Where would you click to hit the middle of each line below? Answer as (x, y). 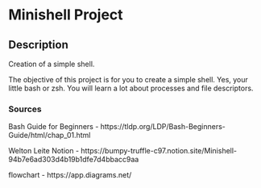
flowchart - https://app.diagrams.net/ (70, 175)
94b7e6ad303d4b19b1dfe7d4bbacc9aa (74, 160)
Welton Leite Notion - (43, 151)
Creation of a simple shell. (52, 64)
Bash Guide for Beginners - (54, 127)
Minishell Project (66, 15)
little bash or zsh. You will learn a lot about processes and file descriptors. (131, 88)
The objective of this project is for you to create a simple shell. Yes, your (128, 79)
